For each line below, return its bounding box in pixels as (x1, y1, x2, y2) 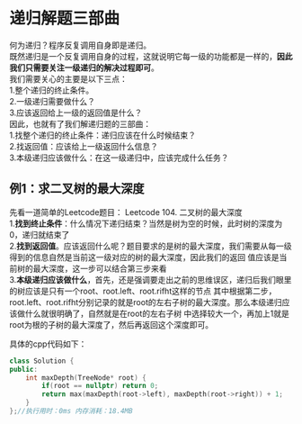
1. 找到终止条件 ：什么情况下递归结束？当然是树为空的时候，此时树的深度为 (9, 218, 283, 229)
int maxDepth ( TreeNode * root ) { (25, 373, 147, 383)
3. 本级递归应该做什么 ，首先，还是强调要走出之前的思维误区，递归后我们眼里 (9, 274, 292, 284)
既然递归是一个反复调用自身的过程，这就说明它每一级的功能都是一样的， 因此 (9, 50, 293, 61)
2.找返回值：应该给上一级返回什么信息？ (9, 140, 159, 151)
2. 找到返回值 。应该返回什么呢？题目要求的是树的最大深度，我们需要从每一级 (9, 240, 292, 251)
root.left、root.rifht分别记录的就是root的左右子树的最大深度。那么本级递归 (9, 296, 282, 307)
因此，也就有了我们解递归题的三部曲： (9, 118, 151, 129)
